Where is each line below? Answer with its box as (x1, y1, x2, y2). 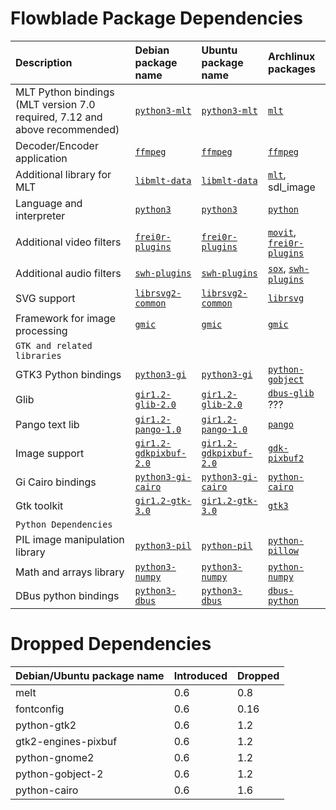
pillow (267, 545, 300, 556)
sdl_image (267, 180, 316, 194)
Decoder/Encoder (15, 138, 99, 152)
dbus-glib (267, 387, 315, 399)
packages (267, 62, 317, 76)
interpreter (15, 208, 66, 222)
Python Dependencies (15, 518, 113, 530)
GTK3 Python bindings (15, 367, 122, 381)
